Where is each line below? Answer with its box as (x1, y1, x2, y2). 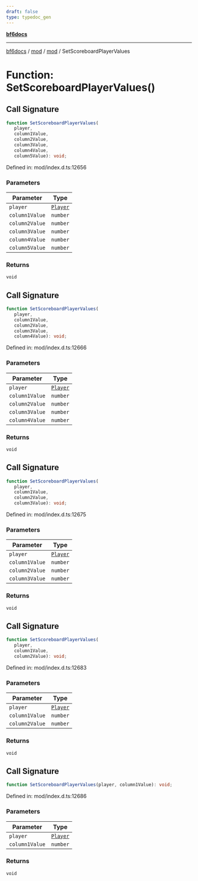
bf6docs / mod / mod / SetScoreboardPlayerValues (6, 47, 130, 54)
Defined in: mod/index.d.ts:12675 (6, 511, 87, 518)
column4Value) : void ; (14, 333, 67, 339)
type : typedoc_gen (6, 14, 51, 20)
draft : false (6, 8, 38, 15)
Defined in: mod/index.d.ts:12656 (6, 163, 87, 171)
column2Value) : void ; (14, 654, 67, 660)
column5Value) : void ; (14, 153, 67, 159)
